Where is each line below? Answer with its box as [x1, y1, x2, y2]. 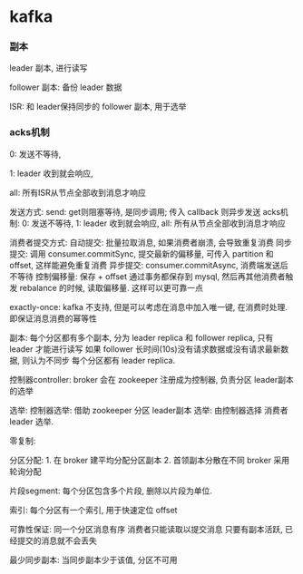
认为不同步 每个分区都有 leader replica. [29, 355, 175, 365]
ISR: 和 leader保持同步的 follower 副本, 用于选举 [9, 102, 187, 112]
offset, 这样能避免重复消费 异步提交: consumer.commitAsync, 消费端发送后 [9, 259, 288, 270]
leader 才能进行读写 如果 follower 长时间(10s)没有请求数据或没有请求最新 [9, 343, 281, 355]
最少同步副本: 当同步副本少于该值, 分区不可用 [9, 554, 178, 565]
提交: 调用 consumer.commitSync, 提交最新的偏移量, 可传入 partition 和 [9, 248, 274, 259]
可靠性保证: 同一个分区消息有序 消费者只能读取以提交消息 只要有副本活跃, [9, 523, 283, 534]
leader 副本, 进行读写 [9, 63, 88, 73]
